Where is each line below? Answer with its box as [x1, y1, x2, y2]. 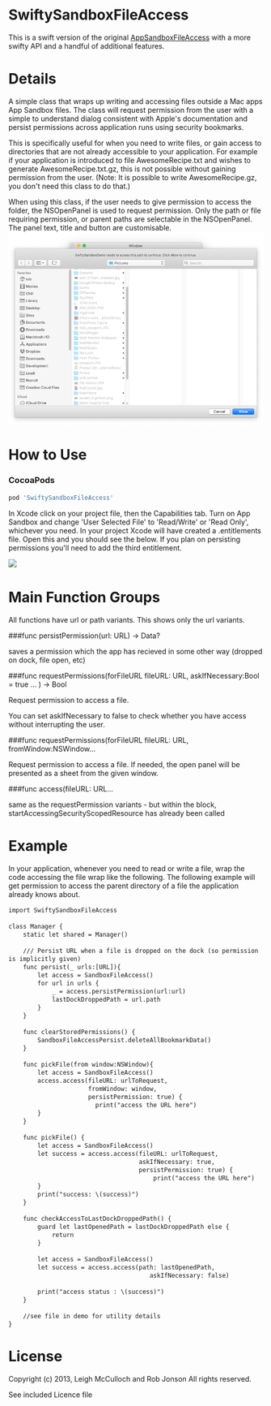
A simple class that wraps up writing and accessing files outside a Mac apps [8, 96, 263, 106]
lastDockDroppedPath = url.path [51, 996, 161, 1004]
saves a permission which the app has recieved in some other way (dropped [8, 647, 263, 657]
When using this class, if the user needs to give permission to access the [8, 196, 252, 206]
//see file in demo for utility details [23, 1313, 161, 1321]
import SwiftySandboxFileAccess [8, 907, 117, 915]
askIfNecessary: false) [149, 1272, 230, 1280]
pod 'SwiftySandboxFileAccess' [8, 494, 114, 502]
